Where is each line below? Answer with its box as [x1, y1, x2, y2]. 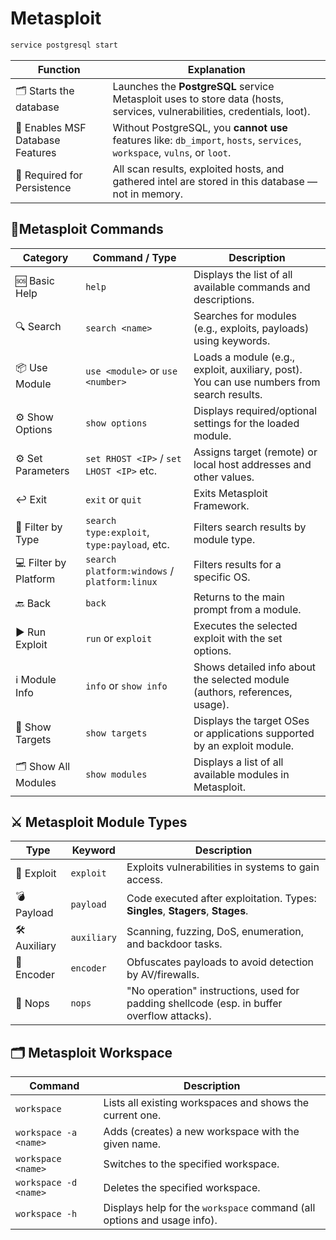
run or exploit [85, 631, 153, 645]
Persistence [15, 180, 72, 194]
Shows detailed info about [193, 660, 317, 674]
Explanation [187, 62, 246, 76]
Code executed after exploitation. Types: [126, 891, 317, 905]
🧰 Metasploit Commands [10, 221, 164, 238]
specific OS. [193, 570, 251, 584]
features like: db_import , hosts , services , [112, 133, 302, 147]
